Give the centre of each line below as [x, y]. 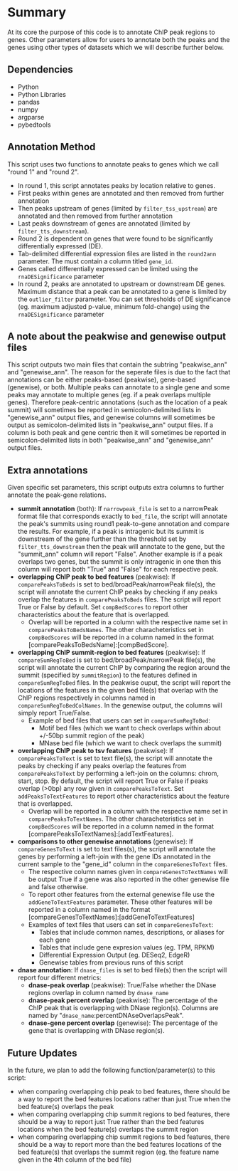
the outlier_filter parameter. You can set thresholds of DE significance [124, 299]
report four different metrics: [59, 978]
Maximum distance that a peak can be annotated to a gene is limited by [122, 291]
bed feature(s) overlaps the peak [66, 1107]
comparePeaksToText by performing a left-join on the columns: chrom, [118, 774]
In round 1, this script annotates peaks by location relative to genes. [116, 185]
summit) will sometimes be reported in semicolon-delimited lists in [104, 410]
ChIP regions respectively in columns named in [86, 698]
